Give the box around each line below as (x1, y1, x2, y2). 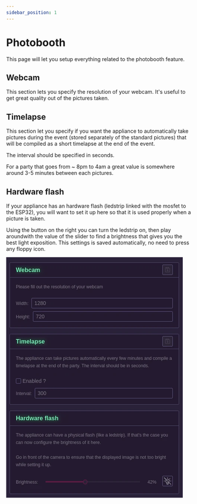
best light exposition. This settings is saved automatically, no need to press (6, 239, 190, 246)
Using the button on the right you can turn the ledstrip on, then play (6, 227, 171, 234)
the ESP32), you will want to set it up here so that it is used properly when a (6, 209, 191, 216)
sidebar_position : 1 (6, 9, 58, 15)
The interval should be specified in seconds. (6, 152, 115, 159)
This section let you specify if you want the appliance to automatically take (6, 127, 189, 135)
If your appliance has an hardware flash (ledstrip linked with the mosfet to (6, 202, 186, 209)
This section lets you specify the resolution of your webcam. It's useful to (6, 88, 186, 95)
